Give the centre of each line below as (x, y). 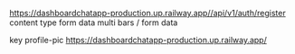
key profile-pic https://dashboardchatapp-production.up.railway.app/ (138, 40)
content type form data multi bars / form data (94, 22)
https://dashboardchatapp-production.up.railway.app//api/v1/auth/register (148, 13)
